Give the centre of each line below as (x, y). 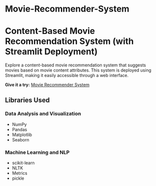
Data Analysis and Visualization (43, 114)
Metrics (20, 173)
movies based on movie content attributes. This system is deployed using (78, 70)
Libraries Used (27, 100)
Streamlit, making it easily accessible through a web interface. (67, 76)
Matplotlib (22, 135)
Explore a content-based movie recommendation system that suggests (76, 65)
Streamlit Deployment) (51, 52)
